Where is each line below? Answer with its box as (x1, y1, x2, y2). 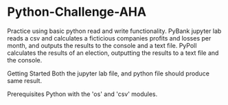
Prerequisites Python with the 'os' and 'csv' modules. (7, 90, 158, 98)
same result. (7, 76, 43, 84)
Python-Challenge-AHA (7, 4, 146, 20)
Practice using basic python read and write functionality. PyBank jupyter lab (7, 27, 222, 35)
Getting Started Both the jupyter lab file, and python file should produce (7, 69, 209, 78)
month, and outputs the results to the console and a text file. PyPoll (7, 41, 197, 49)
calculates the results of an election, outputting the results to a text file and (7, 49, 219, 57)
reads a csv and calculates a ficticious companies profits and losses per (7, 34, 212, 42)
